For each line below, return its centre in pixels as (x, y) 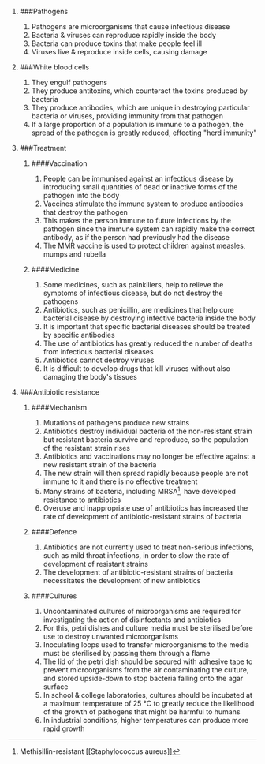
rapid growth (64, 728)
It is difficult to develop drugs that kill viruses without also (137, 369)
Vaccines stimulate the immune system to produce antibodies (143, 204)
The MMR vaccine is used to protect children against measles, (144, 245)
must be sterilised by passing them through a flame (127, 653)
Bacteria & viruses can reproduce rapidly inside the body (124, 35)
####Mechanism (59, 407)
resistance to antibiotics (82, 500)
